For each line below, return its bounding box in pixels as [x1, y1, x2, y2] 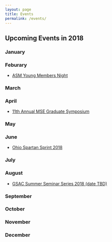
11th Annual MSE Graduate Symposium [12, 108, 90, 114]
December [5, 232, 31, 239]
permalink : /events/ [5, 16, 47, 21]
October [5, 206, 25, 212]
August [5, 170, 23, 177]
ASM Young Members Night [12, 72, 68, 78]
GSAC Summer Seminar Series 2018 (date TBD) [12, 181, 108, 186]
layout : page [5, 7, 32, 12]
